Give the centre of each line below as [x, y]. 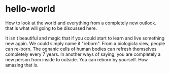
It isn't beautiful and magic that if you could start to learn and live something [85, 38]
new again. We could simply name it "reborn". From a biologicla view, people [85, 43]
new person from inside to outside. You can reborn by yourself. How [77, 59]
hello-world [30, 9]
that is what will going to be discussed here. [51, 28]
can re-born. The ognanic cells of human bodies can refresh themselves [81, 49]
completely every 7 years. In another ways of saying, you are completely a [83, 54]
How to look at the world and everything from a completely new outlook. [81, 23]
